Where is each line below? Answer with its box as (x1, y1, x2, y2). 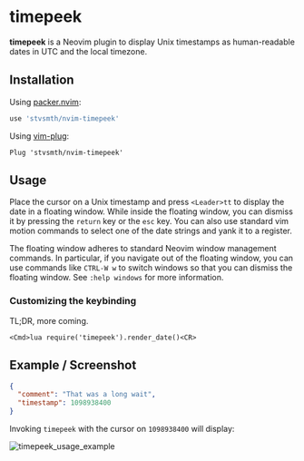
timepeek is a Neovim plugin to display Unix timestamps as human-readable (9, 36, 295, 47)
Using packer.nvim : (9, 96, 82, 107)
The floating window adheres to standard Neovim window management (9, 243, 277, 254)
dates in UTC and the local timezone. (9, 45, 148, 56)
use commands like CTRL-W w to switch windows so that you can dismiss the (9, 262, 293, 273)
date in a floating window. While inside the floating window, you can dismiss (9, 206, 293, 217)
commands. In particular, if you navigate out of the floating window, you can (9, 252, 293, 264)
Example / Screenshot (9, 358, 137, 373)
